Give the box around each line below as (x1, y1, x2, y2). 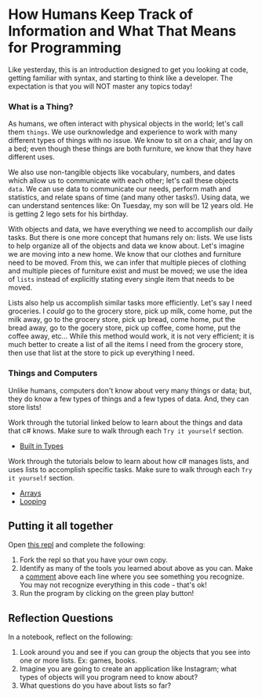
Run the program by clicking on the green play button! (19, 589, 195, 598)
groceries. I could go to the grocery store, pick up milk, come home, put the (8, 306, 253, 316)
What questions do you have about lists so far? (19, 681, 171, 690)
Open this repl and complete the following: (8, 540, 146, 550)
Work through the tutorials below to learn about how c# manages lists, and (8, 456, 249, 466)
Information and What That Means (8, 22, 237, 40)
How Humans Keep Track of (8, 5, 194, 24)
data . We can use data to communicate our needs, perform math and (8, 185, 231, 194)
